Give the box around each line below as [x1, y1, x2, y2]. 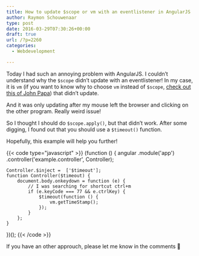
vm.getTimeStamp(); [49, 199, 99, 205]
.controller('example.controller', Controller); [6, 156, 114, 163]
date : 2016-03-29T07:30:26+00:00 [6, 25, 91, 32]
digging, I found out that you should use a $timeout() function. [6, 125, 162, 133]
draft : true [6, 31, 36, 38]
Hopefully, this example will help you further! [6, 137, 118, 145]
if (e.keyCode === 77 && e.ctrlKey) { [28, 188, 126, 194]
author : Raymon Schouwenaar [6, 15, 77, 21]
